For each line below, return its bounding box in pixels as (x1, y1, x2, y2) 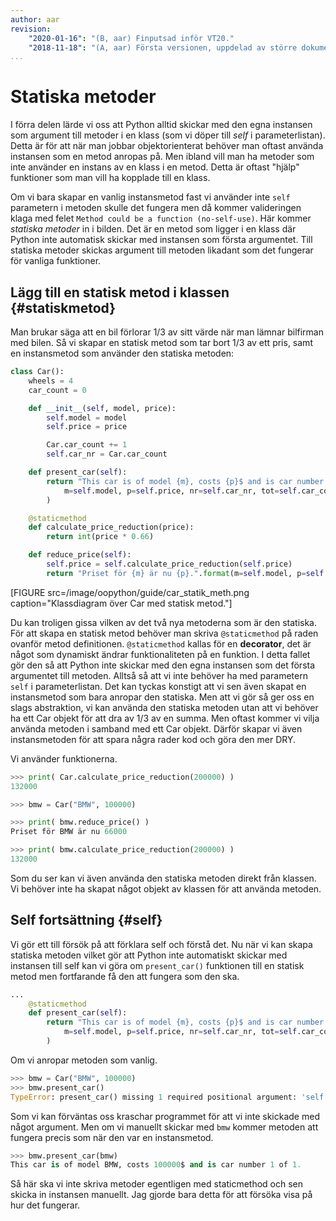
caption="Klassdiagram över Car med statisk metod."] (10, 597, 233, 609)
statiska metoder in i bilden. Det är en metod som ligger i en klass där (10, 223, 297, 235)
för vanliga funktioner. (10, 255, 102, 267)
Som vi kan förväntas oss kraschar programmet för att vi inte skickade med (10, 1110, 320, 1122)
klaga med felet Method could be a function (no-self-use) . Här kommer (10, 212, 312, 225)
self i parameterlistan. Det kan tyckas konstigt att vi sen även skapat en (10, 680, 307, 692)
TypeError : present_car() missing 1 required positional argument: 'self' (10, 1092, 329, 1102)
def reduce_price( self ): (28, 550, 132, 560)
